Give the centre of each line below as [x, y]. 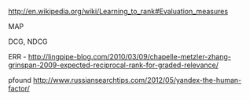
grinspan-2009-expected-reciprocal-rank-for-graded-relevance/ [113, 65]
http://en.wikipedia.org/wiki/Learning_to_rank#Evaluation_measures [118, 11]
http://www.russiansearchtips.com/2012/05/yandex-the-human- [137, 80]
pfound [20, 80]
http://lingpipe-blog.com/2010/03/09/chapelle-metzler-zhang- [130, 57]
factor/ [19, 88]
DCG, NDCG [28, 41]
